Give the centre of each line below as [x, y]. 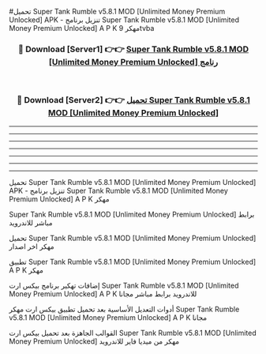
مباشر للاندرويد [31, 222]
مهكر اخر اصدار [32, 246]
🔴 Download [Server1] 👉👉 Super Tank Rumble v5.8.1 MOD [133, 49]
